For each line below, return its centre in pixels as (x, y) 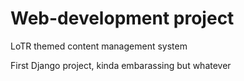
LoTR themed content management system (99, 46)
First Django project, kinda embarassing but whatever (121, 65)
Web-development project (122, 18)
